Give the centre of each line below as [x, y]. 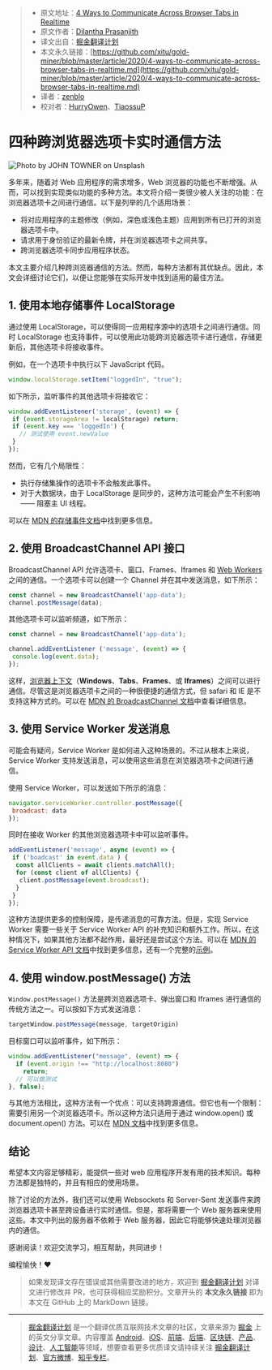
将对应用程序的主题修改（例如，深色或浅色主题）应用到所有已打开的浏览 [140, 219]
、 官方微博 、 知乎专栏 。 [74, 1358]
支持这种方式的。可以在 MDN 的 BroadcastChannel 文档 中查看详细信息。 [130, 700]
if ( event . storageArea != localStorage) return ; [96, 419]
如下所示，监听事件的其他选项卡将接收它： [79, 396]
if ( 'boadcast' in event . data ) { [70, 858]
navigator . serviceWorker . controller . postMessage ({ [96, 803]
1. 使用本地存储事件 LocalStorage [92, 306]
